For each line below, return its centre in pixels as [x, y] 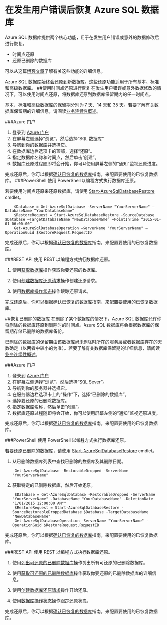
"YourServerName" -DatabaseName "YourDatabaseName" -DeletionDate [83, 499]
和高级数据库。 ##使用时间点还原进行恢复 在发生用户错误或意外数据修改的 [81, 88]
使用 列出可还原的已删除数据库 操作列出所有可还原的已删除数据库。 [80, 562]
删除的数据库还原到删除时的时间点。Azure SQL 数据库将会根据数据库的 [82, 325]
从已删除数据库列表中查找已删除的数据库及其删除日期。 [69, 461]
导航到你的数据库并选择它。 [41, 145]
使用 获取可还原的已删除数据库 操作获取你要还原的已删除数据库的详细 [82, 573]
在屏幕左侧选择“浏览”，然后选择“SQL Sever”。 [60, 382]
